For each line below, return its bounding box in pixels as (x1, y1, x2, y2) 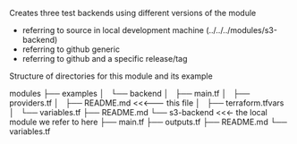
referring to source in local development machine (21, 25, 204, 35)
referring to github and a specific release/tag (21, 54, 188, 64)
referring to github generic (21, 44, 121, 55)
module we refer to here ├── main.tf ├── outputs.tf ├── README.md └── (9, 116, 288, 127)
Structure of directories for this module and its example (9, 71, 213, 81)
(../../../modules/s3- (205, 25, 277, 35)
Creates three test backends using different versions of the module (9, 8, 257, 18)
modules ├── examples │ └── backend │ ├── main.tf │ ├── (9, 89, 250, 98)
